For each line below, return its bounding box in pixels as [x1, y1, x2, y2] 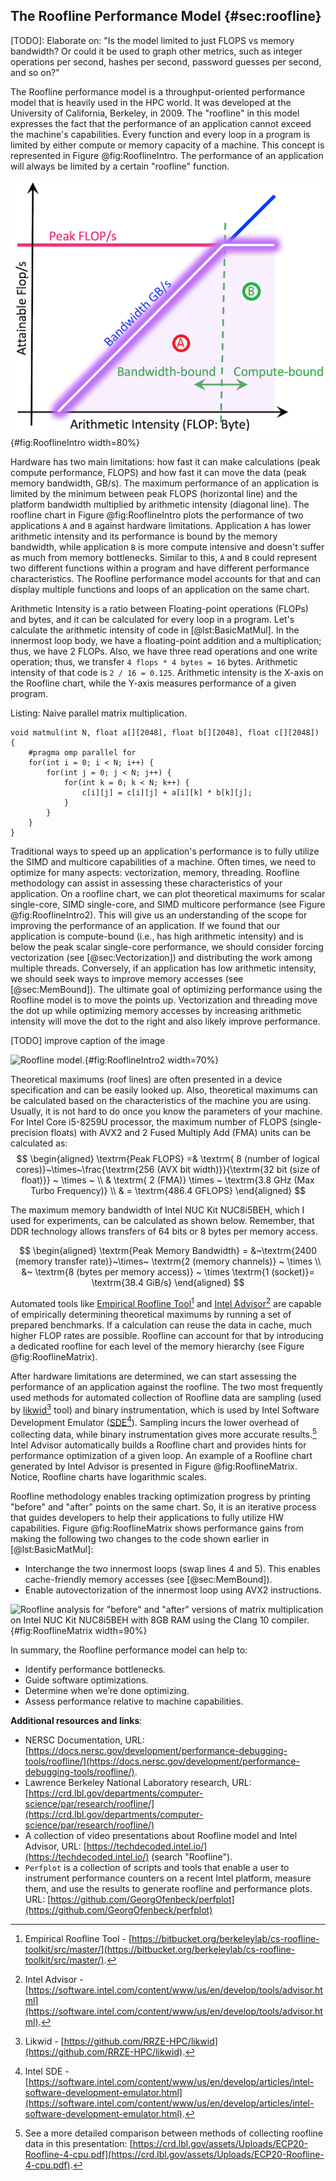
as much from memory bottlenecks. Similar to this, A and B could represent [10, 552, 317, 564]
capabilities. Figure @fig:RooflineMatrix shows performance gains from [10, 1522, 304, 1534]
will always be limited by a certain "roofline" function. [10, 160, 230, 172]
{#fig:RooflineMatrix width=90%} [10, 1624, 148, 1636]
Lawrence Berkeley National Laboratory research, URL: [24, 1776, 252, 1788]
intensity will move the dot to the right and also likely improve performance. [10, 1015, 321, 1028]
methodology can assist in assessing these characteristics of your [10, 877, 283, 889]
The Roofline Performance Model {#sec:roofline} [10, 8, 322, 25]
